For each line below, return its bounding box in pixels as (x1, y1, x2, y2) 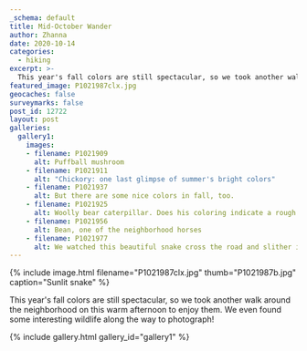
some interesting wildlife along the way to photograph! (9, 314, 215, 325)
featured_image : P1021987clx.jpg (9, 81, 137, 90)
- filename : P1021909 (26, 149, 108, 158)
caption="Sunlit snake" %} (9, 277, 110, 288)
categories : (9, 47, 55, 57)
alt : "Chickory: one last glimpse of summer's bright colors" (33, 174, 276, 183)
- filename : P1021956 (26, 216, 108, 226)
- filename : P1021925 (26, 200, 108, 210)
